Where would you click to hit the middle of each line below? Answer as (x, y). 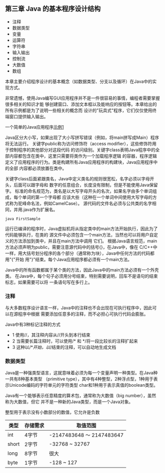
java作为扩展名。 (41, 209)
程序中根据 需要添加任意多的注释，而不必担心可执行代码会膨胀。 (83, 314)
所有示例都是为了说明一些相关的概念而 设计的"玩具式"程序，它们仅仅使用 (79, 110)
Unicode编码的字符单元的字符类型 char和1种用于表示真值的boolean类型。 (83, 385)
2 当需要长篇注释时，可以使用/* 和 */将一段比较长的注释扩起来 (75, 341)
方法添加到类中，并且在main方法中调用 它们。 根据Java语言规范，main (85, 241)
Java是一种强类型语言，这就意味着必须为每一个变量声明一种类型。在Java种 (82, 373)
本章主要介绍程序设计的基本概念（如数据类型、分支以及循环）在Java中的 (79, 81)
